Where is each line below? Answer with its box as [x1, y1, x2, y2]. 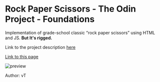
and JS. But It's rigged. [5, 35, 53, 41]
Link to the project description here [5, 44, 76, 50]
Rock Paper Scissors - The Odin [5, 3, 137, 15]
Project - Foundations [5, 14, 95, 25]
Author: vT [5, 72, 26, 78]
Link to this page [5, 53, 39, 59]
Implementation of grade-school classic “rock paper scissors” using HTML [5, 30, 155, 35]
